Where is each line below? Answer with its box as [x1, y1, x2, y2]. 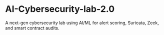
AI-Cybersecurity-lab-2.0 [5, 3, 115, 15]
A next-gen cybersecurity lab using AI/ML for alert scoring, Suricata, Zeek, [5, 20, 159, 26]
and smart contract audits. [5, 25, 60, 31]
